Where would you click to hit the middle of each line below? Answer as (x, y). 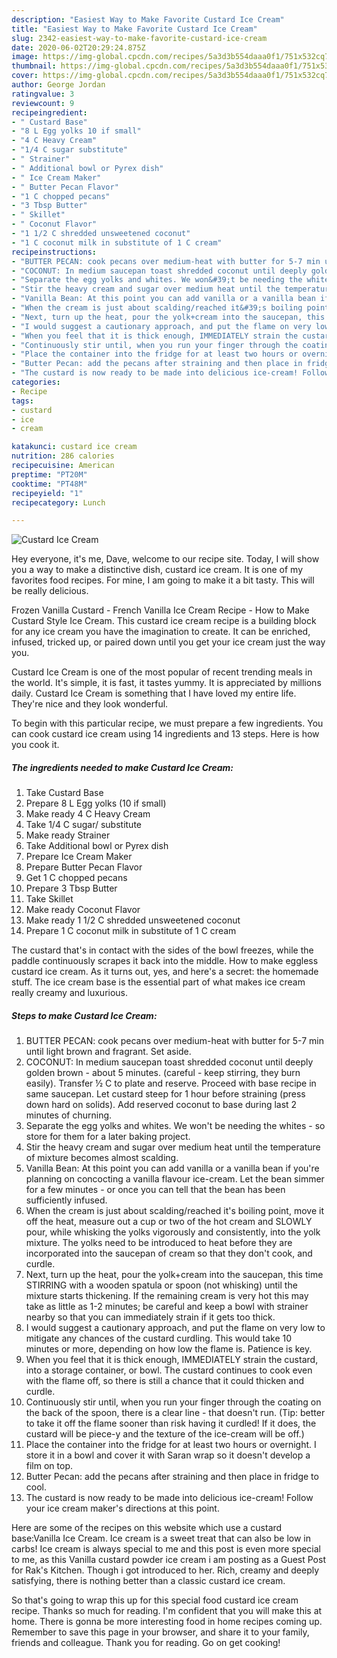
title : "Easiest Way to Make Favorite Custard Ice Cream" (134, 29)
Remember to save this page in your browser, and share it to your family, (160, 1632)
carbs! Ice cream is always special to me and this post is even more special (166, 1549)
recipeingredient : (49, 112)
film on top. (49, 1466)
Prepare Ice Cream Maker (79, 857)
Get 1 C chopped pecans (76, 878)
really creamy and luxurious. (70, 993)
